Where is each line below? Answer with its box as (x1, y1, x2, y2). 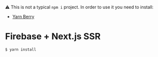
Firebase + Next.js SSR (5, 31, 101, 42)
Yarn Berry (12, 14, 35, 19)
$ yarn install (5, 47, 37, 52)
